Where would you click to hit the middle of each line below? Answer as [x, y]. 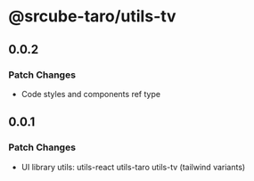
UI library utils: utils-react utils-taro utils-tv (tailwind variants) [133, 167]
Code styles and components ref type [91, 94]
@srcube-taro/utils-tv [92, 16]
